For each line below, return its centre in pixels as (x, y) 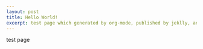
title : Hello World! (32, 17)
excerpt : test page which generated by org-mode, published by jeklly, (98, 23)
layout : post (23, 12)
